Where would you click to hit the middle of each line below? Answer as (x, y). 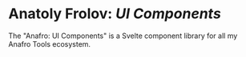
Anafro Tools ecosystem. (49, 44)
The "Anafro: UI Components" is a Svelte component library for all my (123, 36)
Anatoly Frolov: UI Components (115, 14)
